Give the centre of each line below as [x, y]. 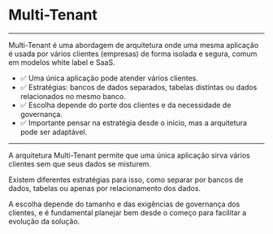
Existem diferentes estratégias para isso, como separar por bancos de [126, 180]
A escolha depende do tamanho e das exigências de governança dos [124, 204]
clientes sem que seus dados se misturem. [80, 163]
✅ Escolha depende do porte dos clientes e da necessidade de [126, 105]
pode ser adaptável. [54, 132]
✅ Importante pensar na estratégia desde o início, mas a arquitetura [134, 123]
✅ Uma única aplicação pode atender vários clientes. [109, 78]
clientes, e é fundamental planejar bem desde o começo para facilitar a [128, 212]
